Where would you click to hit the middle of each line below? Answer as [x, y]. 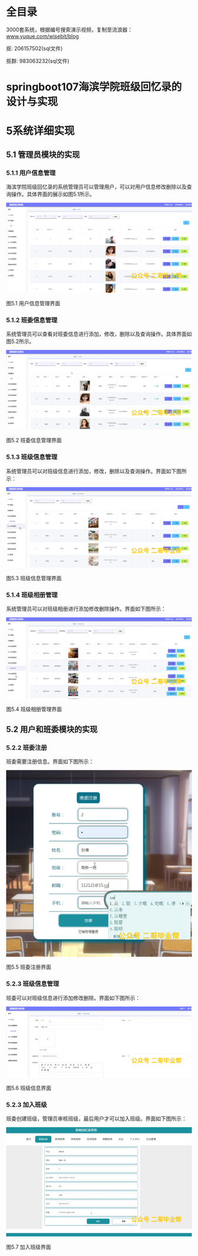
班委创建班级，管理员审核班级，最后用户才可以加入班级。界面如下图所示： [96, 1118]
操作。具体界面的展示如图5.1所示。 [53, 194]
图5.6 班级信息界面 [29, 1088]
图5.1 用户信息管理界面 [33, 303]
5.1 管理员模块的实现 [43, 154]
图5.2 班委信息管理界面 [34, 440]
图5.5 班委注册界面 [29, 967]
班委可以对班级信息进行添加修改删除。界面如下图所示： [73, 997]
